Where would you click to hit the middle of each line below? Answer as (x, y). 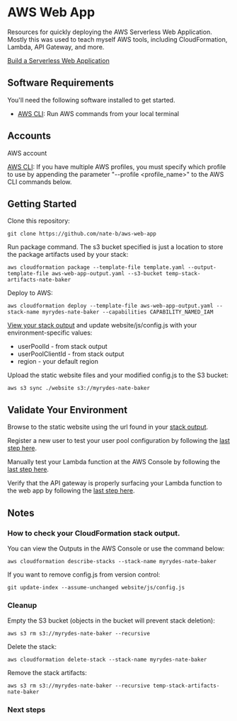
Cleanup (22, 605)
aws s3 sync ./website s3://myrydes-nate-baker (79, 388)
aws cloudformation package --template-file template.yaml (96, 267)
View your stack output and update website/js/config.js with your (102, 325)
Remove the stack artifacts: (47, 673)
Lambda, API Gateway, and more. (56, 47)
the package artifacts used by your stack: (68, 255)
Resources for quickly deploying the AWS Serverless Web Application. (110, 32)
